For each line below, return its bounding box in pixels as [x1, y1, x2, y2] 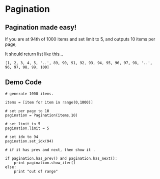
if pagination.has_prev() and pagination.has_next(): [5, 156, 118, 161]
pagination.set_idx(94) [5, 139, 54, 143]
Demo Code [5, 78, 42, 87]
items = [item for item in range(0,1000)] [5, 100, 93, 105]
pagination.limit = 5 [5, 126, 50, 131]
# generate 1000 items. [5, 91, 54, 96]
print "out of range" [14, 169, 58, 174]
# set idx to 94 [5, 134, 38, 139]
